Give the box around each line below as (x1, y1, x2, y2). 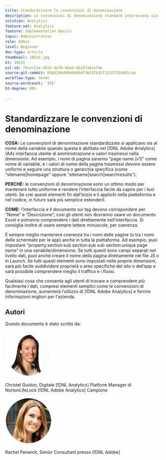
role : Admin (5, 39, 30, 44)
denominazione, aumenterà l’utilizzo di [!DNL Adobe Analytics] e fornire (5, 288, 151, 294)
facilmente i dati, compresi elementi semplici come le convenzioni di (5, 283, 144, 289)
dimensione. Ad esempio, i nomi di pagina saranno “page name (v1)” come (5, 155, 157, 161)
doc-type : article (5, 49, 43, 54)
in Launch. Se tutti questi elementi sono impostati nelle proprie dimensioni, (5, 258, 157, 264)
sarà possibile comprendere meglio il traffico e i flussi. (5, 268, 116, 274)
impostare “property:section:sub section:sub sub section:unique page (5, 242, 148, 248)
